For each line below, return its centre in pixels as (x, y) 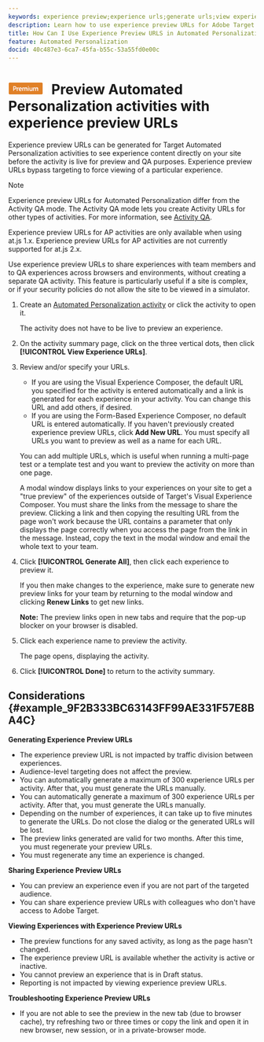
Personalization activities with (109, 107)
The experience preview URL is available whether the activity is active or (137, 957)
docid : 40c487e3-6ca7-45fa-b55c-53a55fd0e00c (84, 50)
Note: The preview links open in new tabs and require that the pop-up (132, 617)
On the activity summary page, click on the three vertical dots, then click (137, 344)
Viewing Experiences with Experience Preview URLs (95, 926)
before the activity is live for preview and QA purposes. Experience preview (130, 162)
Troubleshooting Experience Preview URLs (79, 998)
